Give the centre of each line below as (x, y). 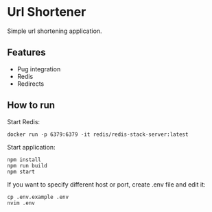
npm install (24, 160)
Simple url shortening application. (55, 31)
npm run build (27, 165)
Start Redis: (23, 121)
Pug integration (39, 69)
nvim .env (21, 203)
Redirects (31, 84)
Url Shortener (47, 12)
